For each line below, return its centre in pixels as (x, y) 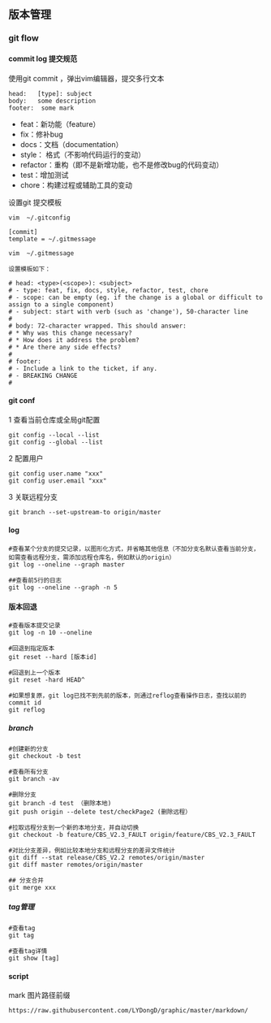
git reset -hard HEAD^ (47, 680)
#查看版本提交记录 (34, 626)
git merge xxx (32, 888)
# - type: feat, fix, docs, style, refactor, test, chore (108, 290)
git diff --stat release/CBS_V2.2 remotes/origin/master (107, 858)
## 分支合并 (26, 881)
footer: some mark (41, 108)
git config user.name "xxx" (56, 474)
